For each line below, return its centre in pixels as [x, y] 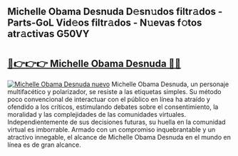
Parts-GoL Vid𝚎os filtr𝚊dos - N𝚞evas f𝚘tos [105, 23]
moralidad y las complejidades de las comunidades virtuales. [97, 114]
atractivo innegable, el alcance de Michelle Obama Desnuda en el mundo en [119, 137]
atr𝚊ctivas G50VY [48, 34]
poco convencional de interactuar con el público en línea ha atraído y [109, 99]
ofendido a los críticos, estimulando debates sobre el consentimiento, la [113, 107]
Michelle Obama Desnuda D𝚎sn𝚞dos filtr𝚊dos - [115, 12]
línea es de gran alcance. [44, 145]
